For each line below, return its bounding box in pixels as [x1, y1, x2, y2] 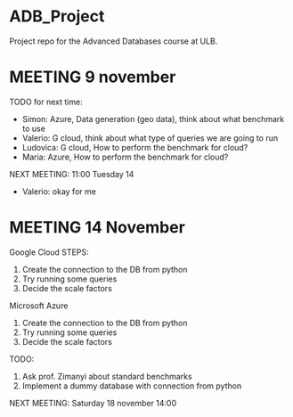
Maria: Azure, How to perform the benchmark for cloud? [21, 151, 229, 162]
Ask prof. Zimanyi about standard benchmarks [21, 371, 193, 381]
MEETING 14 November [9, 217, 185, 238]
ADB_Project [9, 6, 105, 27]
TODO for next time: [9, 96, 83, 107]
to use [21, 123, 46, 134]
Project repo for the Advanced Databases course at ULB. [9, 36, 218, 46]
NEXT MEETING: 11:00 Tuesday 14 [9, 168, 134, 179]
